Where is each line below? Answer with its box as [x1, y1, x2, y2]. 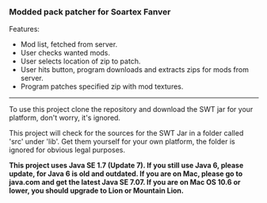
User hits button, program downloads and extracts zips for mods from [20, 65, 249, 75]
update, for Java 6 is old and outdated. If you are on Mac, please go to [9, 169, 243, 178]
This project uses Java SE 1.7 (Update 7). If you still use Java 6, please [9, 161, 244, 170]
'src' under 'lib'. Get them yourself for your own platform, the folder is [9, 137, 236, 147]
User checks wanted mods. [20, 48, 110, 58]
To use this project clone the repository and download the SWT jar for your [9, 105, 254, 114]
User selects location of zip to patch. [20, 56, 141, 66]
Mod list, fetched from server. [20, 40, 118, 49]
